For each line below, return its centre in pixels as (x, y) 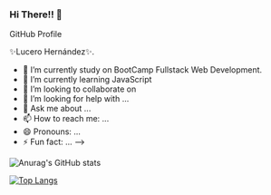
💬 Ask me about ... (57, 109)
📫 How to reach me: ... (66, 119)
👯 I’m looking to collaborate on (79, 89)
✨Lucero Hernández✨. (52, 52)
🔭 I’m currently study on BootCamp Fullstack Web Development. (142, 70)
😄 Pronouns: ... (52, 132)
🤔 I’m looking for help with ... (76, 99)
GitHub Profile (36, 34)
